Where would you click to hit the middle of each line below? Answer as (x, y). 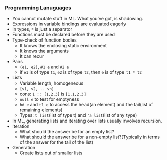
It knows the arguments (44, 51)
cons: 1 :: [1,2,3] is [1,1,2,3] (53, 94)
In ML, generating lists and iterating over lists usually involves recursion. (87, 121)
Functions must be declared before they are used (63, 35)
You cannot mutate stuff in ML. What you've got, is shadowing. (77, 19)
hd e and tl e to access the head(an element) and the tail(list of (86, 105)
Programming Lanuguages (38, 8)
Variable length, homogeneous (52, 83)
